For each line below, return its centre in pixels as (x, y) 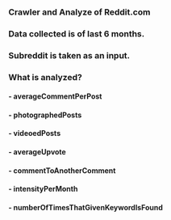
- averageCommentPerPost (55, 96)
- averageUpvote (37, 152)
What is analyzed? (45, 77)
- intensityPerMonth (43, 189)
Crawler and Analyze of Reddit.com (79, 12)
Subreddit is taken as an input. (69, 55)
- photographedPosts (45, 115)
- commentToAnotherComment (62, 170)
